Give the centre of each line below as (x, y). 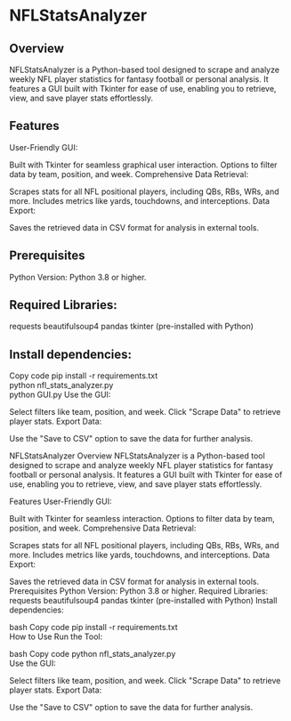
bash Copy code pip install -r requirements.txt (93, 628)
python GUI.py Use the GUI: (60, 395)
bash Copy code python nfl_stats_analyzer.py (93, 654)
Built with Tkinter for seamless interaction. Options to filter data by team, (142, 519)
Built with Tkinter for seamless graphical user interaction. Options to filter (143, 165)
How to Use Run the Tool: (56, 636)
